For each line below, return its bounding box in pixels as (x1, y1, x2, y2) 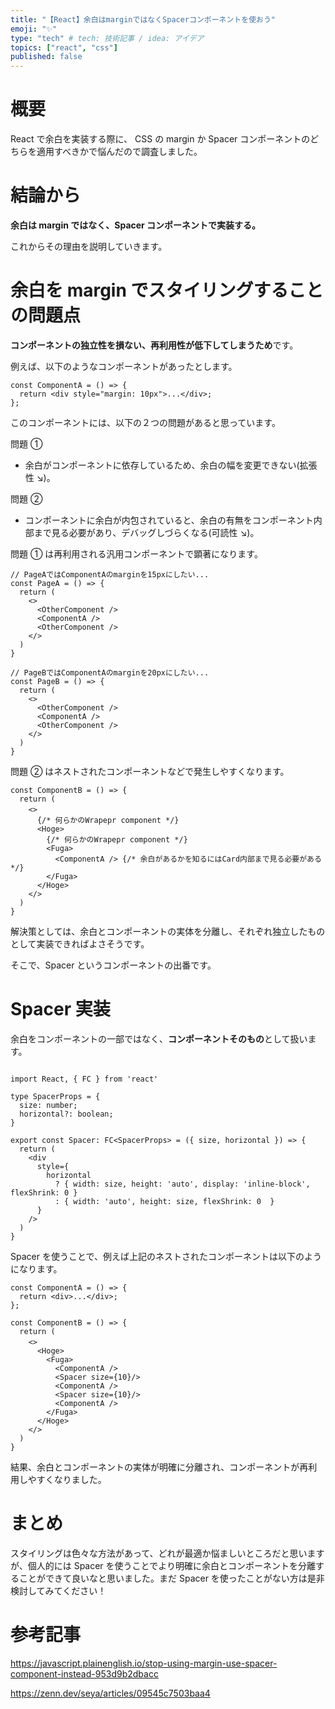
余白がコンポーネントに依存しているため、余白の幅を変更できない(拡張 (24, 459, 318, 471)
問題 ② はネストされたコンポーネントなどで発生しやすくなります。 (10, 765, 290, 777)
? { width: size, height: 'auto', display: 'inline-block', (54, 1179, 311, 1189)
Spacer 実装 (10, 998, 111, 1021)
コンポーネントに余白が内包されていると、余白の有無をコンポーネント (24, 514, 314, 526)
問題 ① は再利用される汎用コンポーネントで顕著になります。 (10, 547, 263, 560)
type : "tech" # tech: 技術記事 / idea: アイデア (10, 33, 205, 43)
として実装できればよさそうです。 (10, 937, 150, 950)
